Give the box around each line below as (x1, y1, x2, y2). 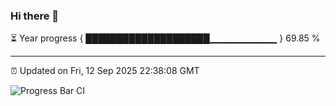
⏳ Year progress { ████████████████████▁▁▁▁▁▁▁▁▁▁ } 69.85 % (10, 32, 321, 44)
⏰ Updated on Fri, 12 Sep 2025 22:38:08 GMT (10, 65, 200, 77)
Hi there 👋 (10, 9, 60, 23)
